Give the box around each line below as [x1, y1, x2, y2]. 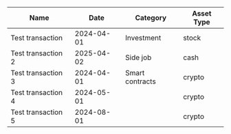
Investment [124, 33, 162, 42]
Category [135, 13, 167, 23]
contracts [124, 77, 156, 86]
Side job [124, 53, 152, 62]
